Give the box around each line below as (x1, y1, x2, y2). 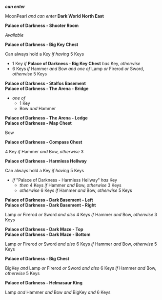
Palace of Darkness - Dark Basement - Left (5, 197, 94, 203)
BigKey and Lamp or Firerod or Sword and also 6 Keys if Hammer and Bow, (5, 265, 157, 271)
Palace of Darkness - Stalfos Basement (5, 80, 86, 86)
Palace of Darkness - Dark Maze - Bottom (5, 231, 91, 237)
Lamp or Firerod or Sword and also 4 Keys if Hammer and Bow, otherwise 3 (5, 212, 158, 217)
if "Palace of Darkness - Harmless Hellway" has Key (12, 177, 118, 183)
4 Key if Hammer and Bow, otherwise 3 (5, 149, 84, 154)
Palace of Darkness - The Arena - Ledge (5, 115, 88, 121)
